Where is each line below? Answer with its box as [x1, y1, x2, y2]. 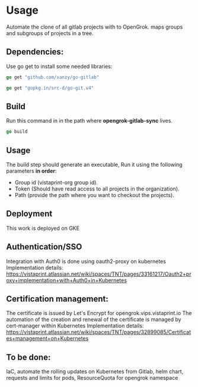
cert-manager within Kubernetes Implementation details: [6, 322, 144, 329]
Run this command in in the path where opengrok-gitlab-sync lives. [6, 117, 173, 124]
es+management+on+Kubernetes [6, 335, 89, 342]
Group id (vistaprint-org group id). [14, 179, 98, 186]
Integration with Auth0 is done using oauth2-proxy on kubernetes [6, 257, 166, 265]
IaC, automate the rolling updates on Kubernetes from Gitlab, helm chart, [6, 368, 184, 375]
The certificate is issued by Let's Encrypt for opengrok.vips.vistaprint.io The [6, 310, 192, 317]
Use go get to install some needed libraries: [6, 63, 113, 70]
